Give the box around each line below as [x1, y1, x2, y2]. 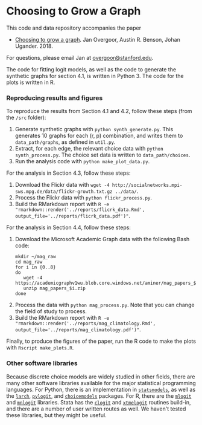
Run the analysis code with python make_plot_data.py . [14, 158, 150, 165]
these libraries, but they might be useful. [6, 411, 107, 418]
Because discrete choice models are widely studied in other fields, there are [6, 373, 195, 380]
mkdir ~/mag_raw [14, 254, 56, 260]
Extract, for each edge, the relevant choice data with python [14, 145, 164, 152]
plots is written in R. [6, 79, 55, 86]
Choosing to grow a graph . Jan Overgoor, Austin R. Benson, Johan [14, 36, 181, 43]
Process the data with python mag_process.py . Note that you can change [14, 301, 195, 309]
